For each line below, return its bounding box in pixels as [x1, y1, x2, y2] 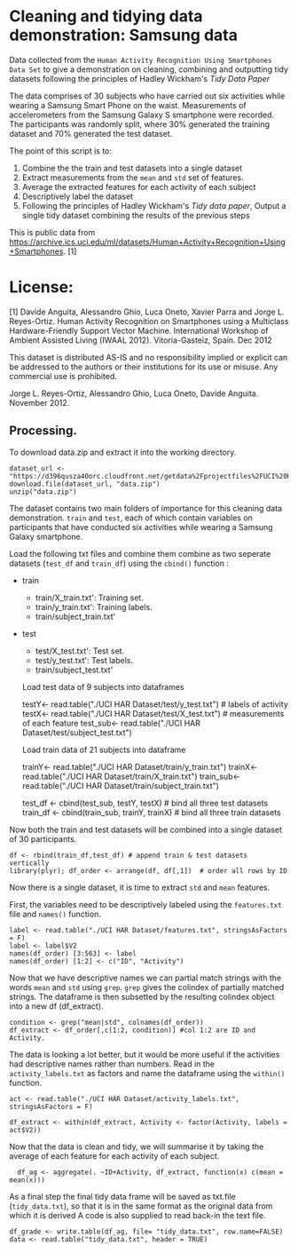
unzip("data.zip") [9, 487, 77, 496]
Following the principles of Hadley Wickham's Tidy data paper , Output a [21, 200, 286, 210]
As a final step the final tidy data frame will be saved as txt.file [9, 1191, 237, 1201]
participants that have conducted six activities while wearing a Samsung [9, 521, 273, 532]
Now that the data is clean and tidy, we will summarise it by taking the [9, 1141, 264, 1152]
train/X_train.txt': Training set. [35, 592, 144, 603]
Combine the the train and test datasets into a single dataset [21, 163, 243, 173]
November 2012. [9, 397, 70, 408]
